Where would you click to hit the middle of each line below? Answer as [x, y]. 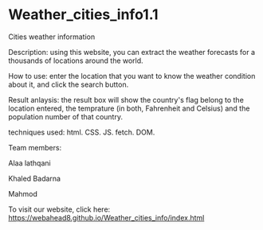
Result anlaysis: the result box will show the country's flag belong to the [126, 99]
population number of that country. [66, 116]
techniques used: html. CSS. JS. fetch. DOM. [82, 132]
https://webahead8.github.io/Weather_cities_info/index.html [106, 217]
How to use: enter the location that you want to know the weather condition [132, 76]
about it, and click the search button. [69, 84]
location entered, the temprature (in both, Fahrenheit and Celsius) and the [129, 108]
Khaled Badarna [35, 178]
